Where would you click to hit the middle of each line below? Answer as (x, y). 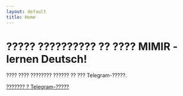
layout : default (26, 12)
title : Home (21, 17)
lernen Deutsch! (47, 59)
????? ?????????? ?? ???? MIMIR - (92, 47)
